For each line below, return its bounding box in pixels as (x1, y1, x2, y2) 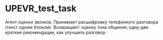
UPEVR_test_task (5, 3, 77, 14)
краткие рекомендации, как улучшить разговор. (5, 29, 107, 35)
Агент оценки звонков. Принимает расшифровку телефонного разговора (5, 19, 158, 25)
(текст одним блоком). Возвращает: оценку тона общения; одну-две (5, 24, 149, 30)
